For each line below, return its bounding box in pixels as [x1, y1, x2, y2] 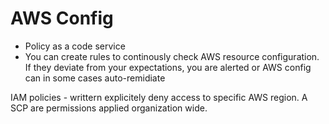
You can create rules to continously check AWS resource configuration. [24, 50, 320, 62]
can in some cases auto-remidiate [24, 72, 166, 84]
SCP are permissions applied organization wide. [10, 102, 208, 114]
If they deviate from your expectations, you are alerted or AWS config [24, 61, 312, 73]
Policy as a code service [24, 40, 126, 52]
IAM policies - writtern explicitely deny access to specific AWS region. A [10, 91, 308, 103]
